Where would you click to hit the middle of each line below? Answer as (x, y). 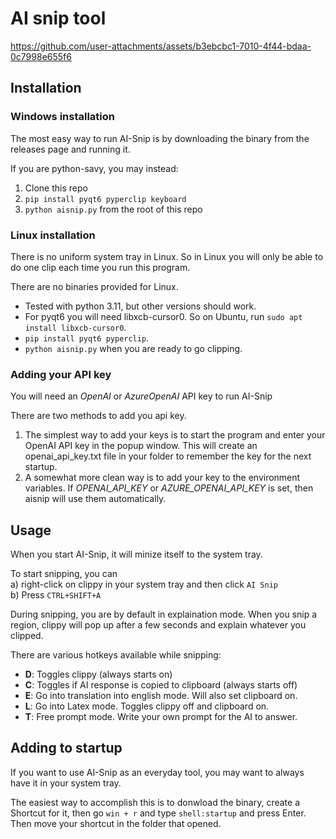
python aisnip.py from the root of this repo (113, 209)
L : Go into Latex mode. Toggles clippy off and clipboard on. (147, 706)
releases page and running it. (70, 149)
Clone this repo (56, 188)
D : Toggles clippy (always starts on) (98, 674)
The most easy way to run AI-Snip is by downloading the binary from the (160, 138)
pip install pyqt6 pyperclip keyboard (105, 199)
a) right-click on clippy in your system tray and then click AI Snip (144, 584)
